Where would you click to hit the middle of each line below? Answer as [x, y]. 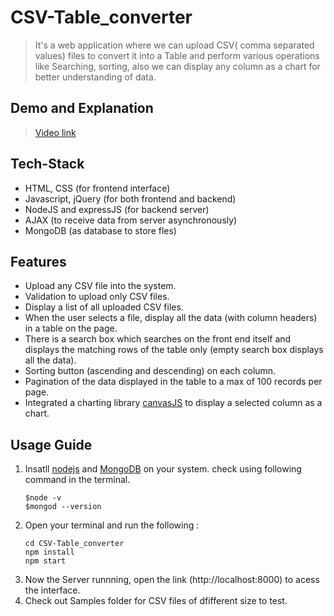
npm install [49, 552]
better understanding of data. [95, 77]
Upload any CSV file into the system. [100, 286]
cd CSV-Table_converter [74, 544]
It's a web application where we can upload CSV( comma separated [174, 45]
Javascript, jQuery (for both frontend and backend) [130, 198]
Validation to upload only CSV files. [97, 297]
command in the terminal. [77, 480]
